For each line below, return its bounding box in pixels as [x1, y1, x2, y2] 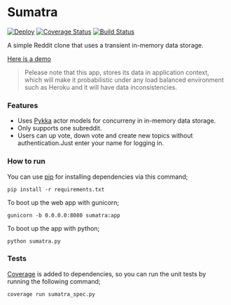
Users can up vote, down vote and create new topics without [17, 131, 193, 140]
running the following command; [7, 277, 101, 285]
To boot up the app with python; [7, 224, 100, 232]
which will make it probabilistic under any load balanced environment [24, 75, 224, 84]
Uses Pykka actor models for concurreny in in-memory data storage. [17, 116, 216, 125]
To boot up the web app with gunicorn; [7, 198, 120, 207]
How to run [7, 156, 45, 166]
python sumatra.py [7, 238, 61, 245]
